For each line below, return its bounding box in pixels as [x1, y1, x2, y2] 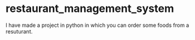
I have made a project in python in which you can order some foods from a [5, 21, 190, 29]
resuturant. [5, 27, 33, 35]
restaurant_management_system [5, 2, 174, 16]
